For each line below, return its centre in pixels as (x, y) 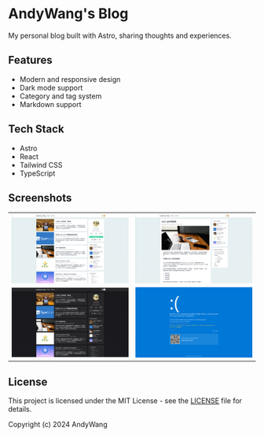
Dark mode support (51, 87)
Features (30, 60)
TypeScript (37, 173)
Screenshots (40, 198)
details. (20, 409)
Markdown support (50, 104)
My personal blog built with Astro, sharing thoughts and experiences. (120, 35)
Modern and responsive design (70, 79)
